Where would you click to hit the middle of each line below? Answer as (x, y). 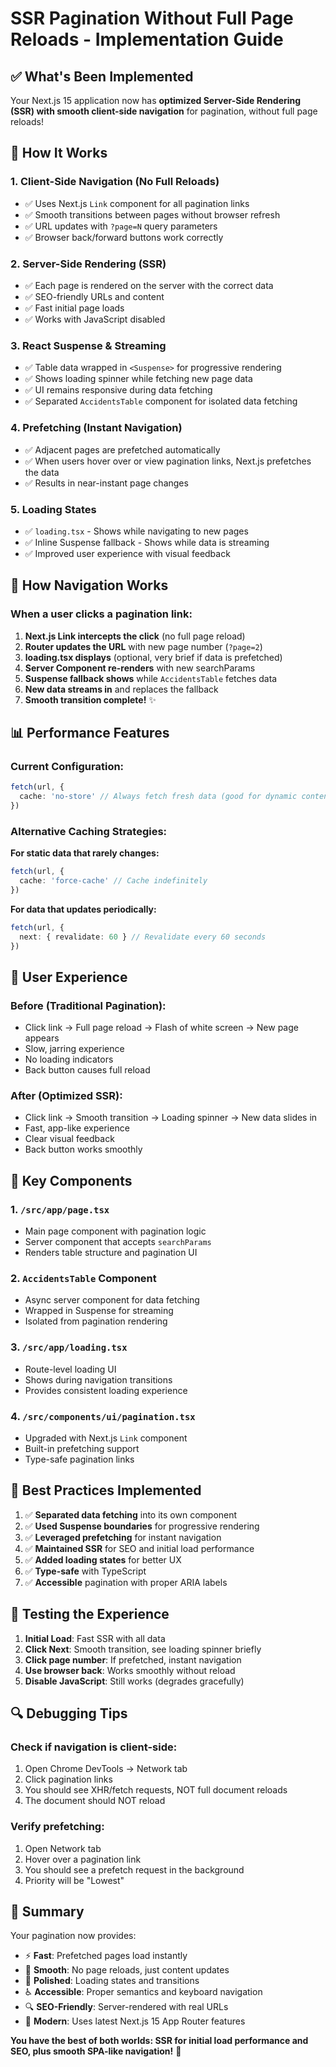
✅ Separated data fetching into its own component (131, 1514)
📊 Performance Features (90, 732)
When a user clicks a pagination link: (101, 614)
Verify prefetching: (57, 1827)
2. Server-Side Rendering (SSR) (88, 264)
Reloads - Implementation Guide (147, 39)
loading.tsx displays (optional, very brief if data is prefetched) (153, 657)
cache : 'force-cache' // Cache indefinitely (113, 881)
